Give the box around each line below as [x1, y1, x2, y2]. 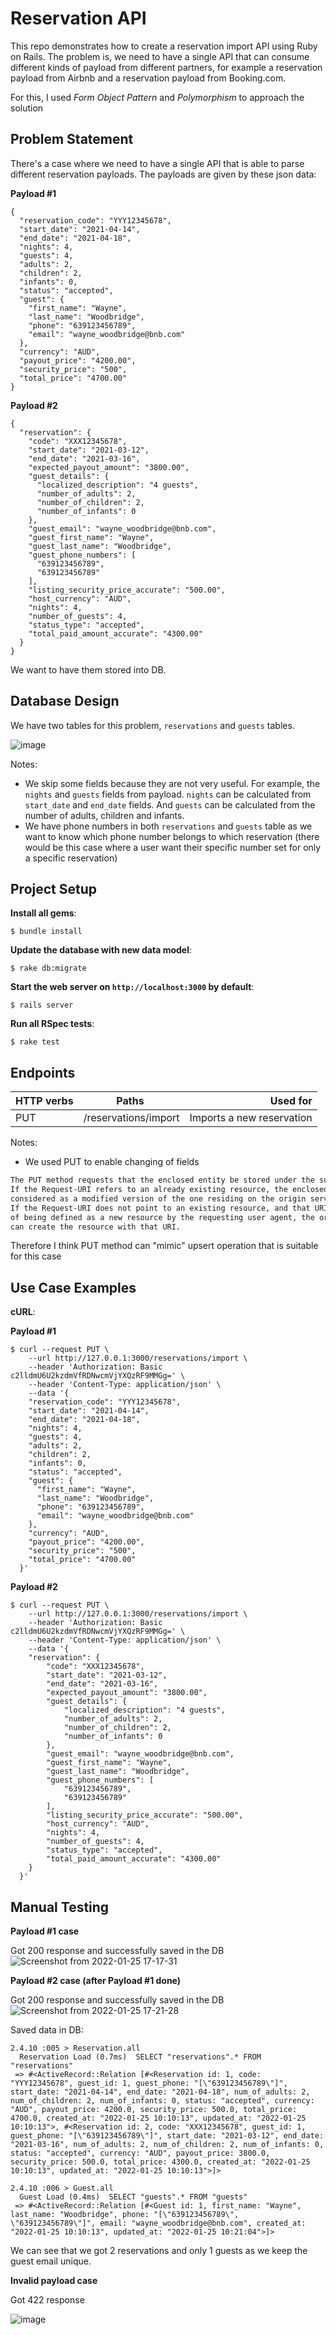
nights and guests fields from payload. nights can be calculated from [24, 788, 312, 800]
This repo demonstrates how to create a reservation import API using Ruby [10, 40, 318, 52]
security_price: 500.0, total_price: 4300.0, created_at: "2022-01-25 [10, 2157, 311, 2167]
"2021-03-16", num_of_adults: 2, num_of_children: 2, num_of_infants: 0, [10, 2140, 325, 2150]
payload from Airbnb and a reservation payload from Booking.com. [10, 72, 287, 84]
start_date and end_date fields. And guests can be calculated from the [24, 798, 316, 811]
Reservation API [10, 7, 147, 30]
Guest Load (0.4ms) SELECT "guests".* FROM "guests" [19, 2192, 248, 2202]
